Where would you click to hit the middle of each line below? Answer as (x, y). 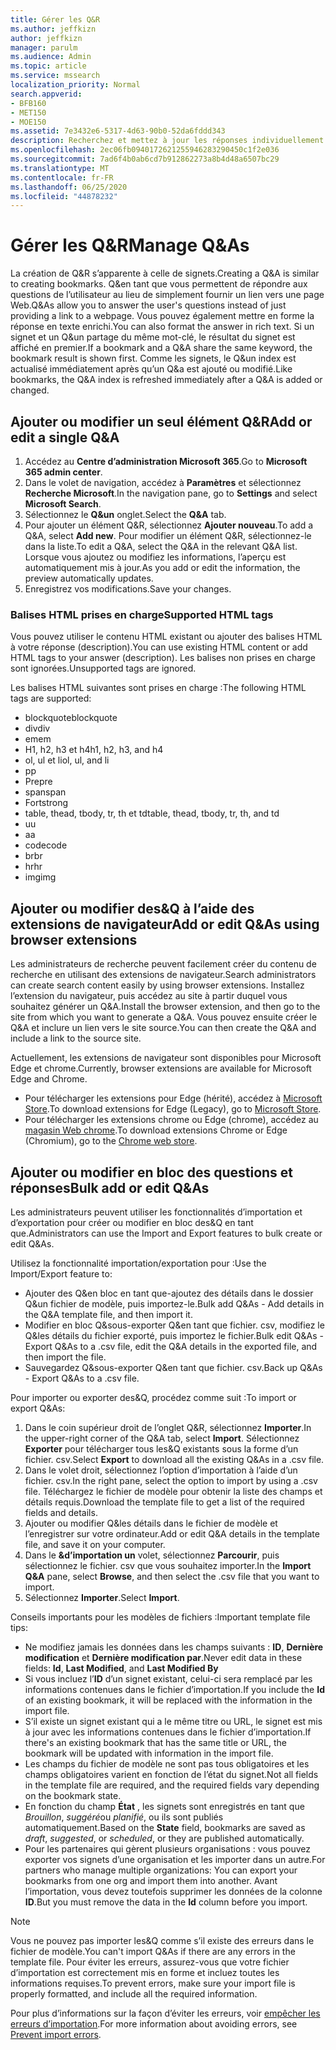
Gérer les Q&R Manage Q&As (130, 245)
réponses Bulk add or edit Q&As (110, 1187)
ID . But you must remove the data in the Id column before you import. (166, 1902)
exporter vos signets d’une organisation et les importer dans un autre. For (175, 1859)
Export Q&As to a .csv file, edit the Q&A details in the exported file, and (171, 1346)
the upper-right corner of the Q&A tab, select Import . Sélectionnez (162, 1438)
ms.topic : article (48, 66)
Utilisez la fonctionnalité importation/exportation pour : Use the (138, 1263)
